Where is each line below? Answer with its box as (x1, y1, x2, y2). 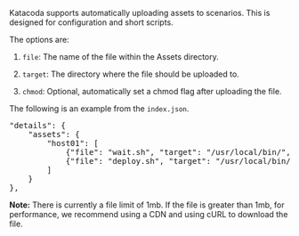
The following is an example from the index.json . (9, 103, 190, 114)
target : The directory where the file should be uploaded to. (21, 69, 240, 79)
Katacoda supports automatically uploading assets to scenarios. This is (9, 8, 271, 18)
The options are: (9, 35, 69, 45)
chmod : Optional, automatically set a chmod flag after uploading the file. (21, 86, 282, 96)
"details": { (9, 120, 67, 130)
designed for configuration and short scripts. (9, 17, 174, 28)
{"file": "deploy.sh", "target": (65, 156, 212, 166)
